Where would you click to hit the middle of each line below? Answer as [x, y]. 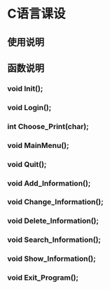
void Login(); [29, 107]
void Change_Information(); [55, 202]
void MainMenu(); [38, 145]
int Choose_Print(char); [48, 126]
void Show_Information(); [51, 259]
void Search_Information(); [54, 240]
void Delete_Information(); [53, 221]
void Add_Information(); [49, 183]
